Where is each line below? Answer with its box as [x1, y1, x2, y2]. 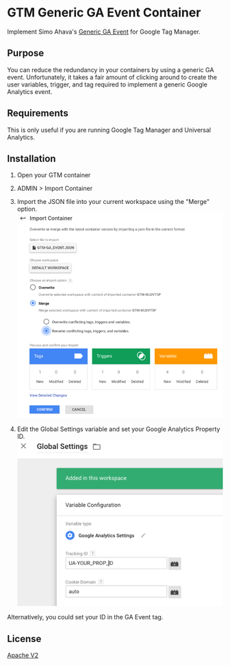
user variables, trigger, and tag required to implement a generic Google [7, 80, 207, 89]
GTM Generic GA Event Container [7, 5, 201, 21]
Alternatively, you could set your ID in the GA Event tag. [7, 613, 164, 621]
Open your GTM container [16, 171, 91, 179]
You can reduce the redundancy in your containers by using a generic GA [7, 65, 214, 73]
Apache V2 [7, 651, 39, 660]
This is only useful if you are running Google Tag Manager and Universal [7, 126, 211, 134]
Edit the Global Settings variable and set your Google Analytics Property [16, 424, 220, 433]
